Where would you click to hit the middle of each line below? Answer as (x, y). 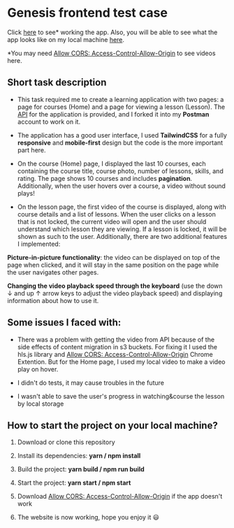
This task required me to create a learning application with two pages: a (120, 99)
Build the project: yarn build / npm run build (81, 469)
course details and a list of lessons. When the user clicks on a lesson (117, 214)
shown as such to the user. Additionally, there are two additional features (122, 236)
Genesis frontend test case (87, 13)
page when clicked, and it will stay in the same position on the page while (113, 265)
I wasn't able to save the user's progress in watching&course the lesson (121, 396)
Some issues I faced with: (64, 323)
